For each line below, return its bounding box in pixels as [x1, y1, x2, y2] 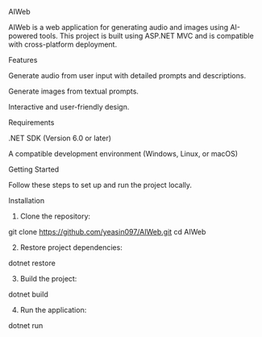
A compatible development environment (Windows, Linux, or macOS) [8, 149, 239, 158]
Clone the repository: [19, 211, 91, 221]
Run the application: [19, 306, 87, 314]
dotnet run [8, 321, 44, 330]
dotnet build [8, 289, 48, 299]
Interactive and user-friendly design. [8, 102, 130, 111]
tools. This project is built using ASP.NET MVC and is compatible [39, 31, 254, 40]
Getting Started [8, 164, 60, 174]
